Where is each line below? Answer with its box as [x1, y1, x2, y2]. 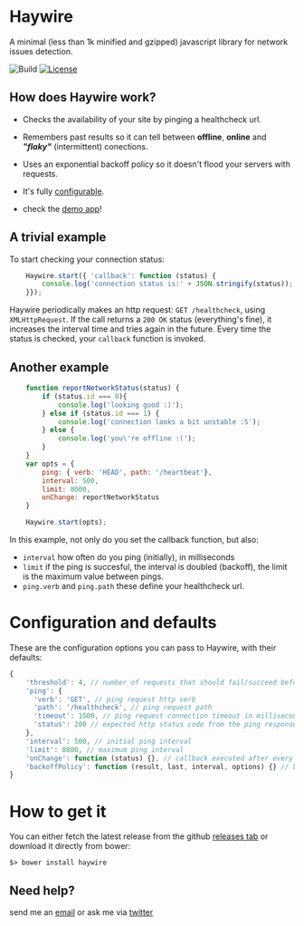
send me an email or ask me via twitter [9, 907, 154, 918]
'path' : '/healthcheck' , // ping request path [33, 703, 213, 712]
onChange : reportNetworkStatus [42, 493, 160, 502]
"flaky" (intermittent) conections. [22, 140, 148, 151]
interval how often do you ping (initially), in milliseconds [22, 552, 235, 563]
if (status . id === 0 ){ [42, 391, 128, 400]
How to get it [9, 801, 107, 822]
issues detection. [9, 45, 73, 56]
